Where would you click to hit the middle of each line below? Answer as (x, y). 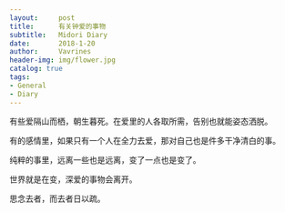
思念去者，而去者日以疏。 (57, 198)
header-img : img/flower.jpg (63, 60)
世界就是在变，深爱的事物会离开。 (73, 179)
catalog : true (36, 69)
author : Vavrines (51, 52)
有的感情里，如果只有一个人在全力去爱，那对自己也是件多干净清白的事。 (145, 140)
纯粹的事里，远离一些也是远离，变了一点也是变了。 (105, 159)
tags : (20, 77)
